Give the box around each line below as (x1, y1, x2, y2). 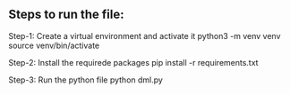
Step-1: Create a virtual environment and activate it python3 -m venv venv (8, 30, 281, 41)
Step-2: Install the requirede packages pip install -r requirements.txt (8, 57, 259, 67)
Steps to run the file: (8, 7, 124, 22)
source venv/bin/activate (8, 40, 100, 51)
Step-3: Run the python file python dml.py (8, 74, 163, 85)
